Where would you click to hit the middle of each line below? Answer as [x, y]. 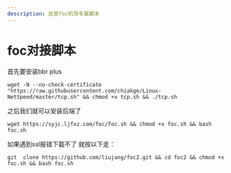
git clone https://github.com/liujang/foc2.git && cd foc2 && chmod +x [116, 157]
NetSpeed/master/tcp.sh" [44, 97]
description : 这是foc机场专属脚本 [53, 14]
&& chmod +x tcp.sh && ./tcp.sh [130, 97]
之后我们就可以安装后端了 [44, 111]
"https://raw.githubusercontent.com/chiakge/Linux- [84, 91]
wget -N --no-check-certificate [54, 85]
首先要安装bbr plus [34, 71]
